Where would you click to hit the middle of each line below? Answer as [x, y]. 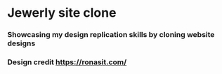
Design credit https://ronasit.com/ [67, 62]
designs [21, 43]
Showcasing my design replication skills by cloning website [111, 35]
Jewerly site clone [62, 13]
